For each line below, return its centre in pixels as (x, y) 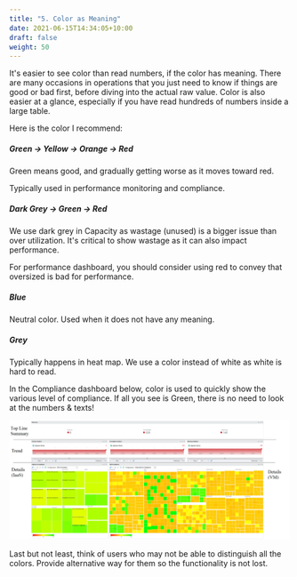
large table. (30, 111)
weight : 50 (29, 47)
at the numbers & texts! (52, 408)
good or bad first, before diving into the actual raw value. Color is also (137, 92)
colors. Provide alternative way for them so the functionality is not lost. (139, 563)
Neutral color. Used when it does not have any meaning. (112, 319)
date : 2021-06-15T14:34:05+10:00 (71, 28)
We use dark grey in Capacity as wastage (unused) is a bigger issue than (143, 231)
